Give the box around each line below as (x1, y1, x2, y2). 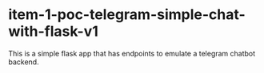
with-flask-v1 (8, 22, 98, 40)
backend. (8, 57, 39, 67)
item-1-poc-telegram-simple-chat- (8, 6, 246, 24)
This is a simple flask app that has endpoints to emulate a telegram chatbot (8, 48, 256, 58)
